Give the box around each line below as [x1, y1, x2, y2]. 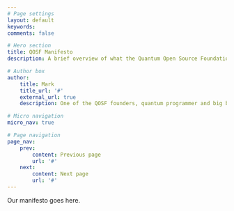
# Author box [7, 68, 45, 75]
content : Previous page [32, 151, 101, 158]
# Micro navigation [7, 113, 64, 120]
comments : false [7, 29, 54, 37]
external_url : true [19, 93, 77, 101]
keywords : [7, 23, 36, 30]
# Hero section [7, 42, 52, 49]
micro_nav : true [7, 119, 54, 126]
